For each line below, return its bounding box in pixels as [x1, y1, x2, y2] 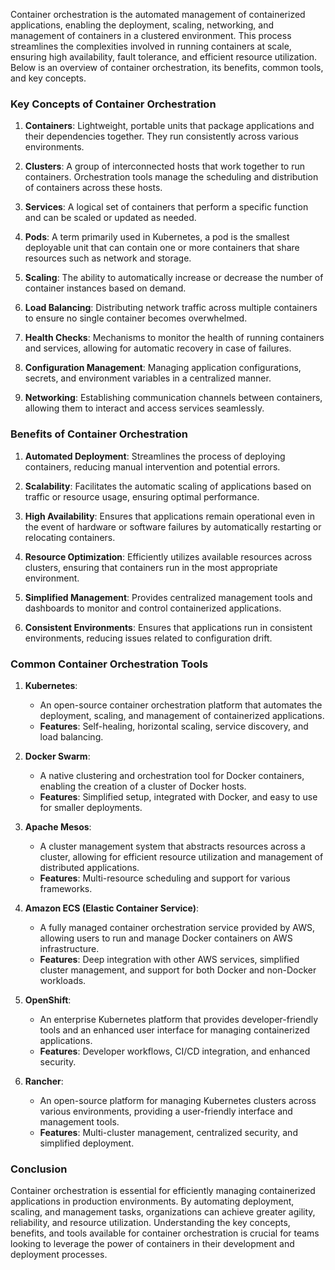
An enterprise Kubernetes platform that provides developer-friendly [39, 1013, 319, 1025]
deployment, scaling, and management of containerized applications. [39, 709, 325, 721]
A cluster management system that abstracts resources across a [39, 840, 306, 852]
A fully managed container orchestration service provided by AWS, [39, 921, 315, 933]
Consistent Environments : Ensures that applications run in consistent [24, 621, 313, 633]
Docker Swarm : [24, 750, 91, 762]
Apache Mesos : [24, 820, 92, 833]
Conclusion [10, 1162, 68, 1176]
